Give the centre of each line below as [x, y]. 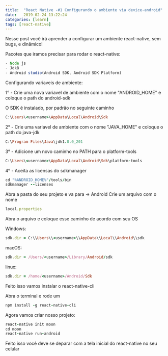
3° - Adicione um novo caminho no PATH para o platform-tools [71, 151]
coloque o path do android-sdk [38, 98]
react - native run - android [33, 334]
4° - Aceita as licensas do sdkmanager [46, 170]
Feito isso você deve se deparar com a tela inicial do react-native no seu [81, 344]
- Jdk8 [12, 68]
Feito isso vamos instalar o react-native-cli [50, 286]
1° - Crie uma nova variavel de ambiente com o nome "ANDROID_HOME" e [83, 92]
